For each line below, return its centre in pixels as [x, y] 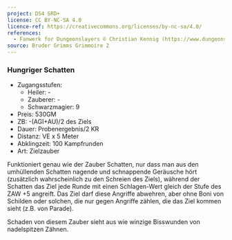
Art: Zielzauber [38, 151]
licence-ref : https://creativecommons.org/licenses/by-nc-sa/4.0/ [105, 26]
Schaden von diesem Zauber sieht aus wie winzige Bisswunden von [104, 222]
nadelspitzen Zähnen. [38, 230]
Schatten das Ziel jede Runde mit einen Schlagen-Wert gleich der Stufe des [114, 187]
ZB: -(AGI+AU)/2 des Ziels [54, 122]
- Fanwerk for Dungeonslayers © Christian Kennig [86, 39]
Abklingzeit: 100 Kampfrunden [60, 144]
